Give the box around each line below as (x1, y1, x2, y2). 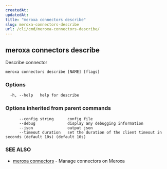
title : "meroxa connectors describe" (5, 17, 86, 22)
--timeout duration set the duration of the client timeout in (18, 129, 162, 135)
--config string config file (18, 116, 94, 121)
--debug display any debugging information (18, 121, 144, 126)
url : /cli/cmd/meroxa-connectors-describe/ (5, 27, 100, 32)
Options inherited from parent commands (5, 105, 112, 112)
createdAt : (5, 7, 29, 13)
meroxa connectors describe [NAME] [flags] (5, 69, 100, 74)
